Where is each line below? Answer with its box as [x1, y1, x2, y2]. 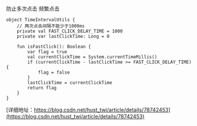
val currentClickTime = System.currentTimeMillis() [27, 54, 158, 60]
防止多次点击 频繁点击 [6, 5, 60, 12]
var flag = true [27, 49, 67, 55]
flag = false [37, 69, 70, 75]
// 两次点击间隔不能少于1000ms [17, 23, 85, 29]
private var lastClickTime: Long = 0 [17, 34, 110, 39]
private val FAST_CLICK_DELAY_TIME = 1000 [17, 28, 123, 34]
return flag [27, 85, 57, 91]
